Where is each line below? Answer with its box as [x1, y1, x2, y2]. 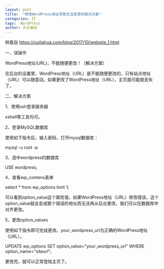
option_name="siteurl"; [5, 248, 52, 254]
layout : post [5, 7, 32, 12]
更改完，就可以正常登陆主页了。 [5, 259, 69, 265]
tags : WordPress [5, 21, 41, 26]
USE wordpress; [5, 164, 38, 170]
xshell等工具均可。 [5, 114, 43, 120]
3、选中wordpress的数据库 [5, 155, 60, 160]
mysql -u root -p [5, 145, 38, 151]
